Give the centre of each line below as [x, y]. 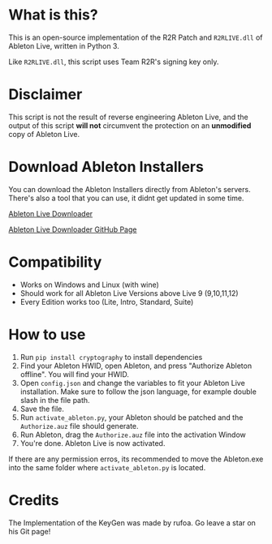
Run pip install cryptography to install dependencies [111, 357]
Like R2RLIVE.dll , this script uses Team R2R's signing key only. [114, 62]
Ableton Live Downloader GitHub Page [73, 229]
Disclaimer [45, 94]
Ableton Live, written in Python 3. [64, 45]
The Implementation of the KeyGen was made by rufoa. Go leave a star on [132, 523]
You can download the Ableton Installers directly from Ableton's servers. [130, 189]
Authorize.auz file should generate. [80, 426]
